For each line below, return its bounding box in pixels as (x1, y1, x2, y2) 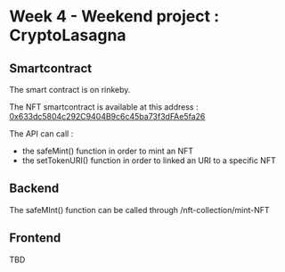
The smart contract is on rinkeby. (9, 85, 131, 95)
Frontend (9, 230, 61, 246)
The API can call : (9, 128, 74, 139)
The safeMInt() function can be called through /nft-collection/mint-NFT (9, 204, 270, 215)
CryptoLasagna (9, 25, 126, 45)
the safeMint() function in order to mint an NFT (21, 145, 194, 156)
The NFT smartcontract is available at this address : (9, 102, 199, 112)
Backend (9, 181, 60, 196)
